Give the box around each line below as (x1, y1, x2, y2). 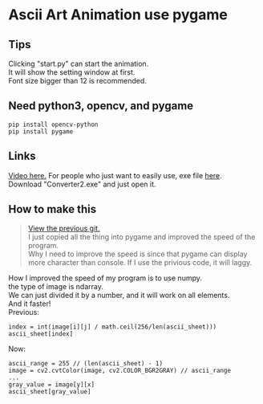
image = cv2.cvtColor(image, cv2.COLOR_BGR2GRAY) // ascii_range (8, 367, 231, 375)
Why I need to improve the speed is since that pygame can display (27, 249, 248, 259)
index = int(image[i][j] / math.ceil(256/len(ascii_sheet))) (8, 323, 217, 331)
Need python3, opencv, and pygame (8, 99, 194, 113)
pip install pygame (8, 127, 74, 136)
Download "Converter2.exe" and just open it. (8, 179, 156, 189)
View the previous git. (27, 223, 100, 234)
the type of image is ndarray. (8, 282, 104, 292)
